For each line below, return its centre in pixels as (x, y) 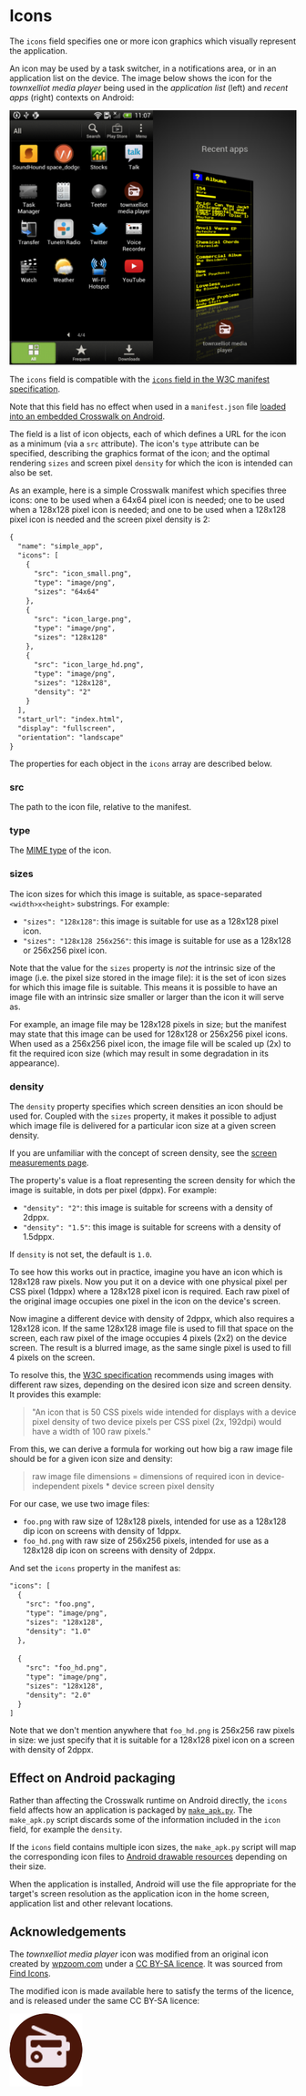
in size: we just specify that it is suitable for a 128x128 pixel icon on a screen (152, 1740)
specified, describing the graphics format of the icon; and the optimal (140, 453)
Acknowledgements (68, 1932)
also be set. (31, 472)
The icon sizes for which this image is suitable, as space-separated (136, 894)
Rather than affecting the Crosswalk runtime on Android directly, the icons (148, 1800)
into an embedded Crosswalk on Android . (87, 416)
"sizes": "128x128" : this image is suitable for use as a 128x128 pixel (151, 921)
